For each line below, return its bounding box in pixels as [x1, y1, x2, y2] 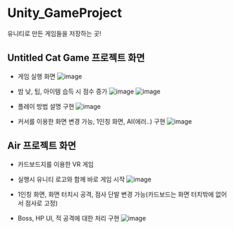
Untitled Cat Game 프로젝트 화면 [7, 52, 145, 64]
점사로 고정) [25, 199, 58, 207]
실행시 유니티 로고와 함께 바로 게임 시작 [17, 175, 125, 183]
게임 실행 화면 [17, 72, 56, 81]
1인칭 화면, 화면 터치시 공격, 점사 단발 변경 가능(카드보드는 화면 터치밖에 [17, 189, 214, 199]
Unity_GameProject [7, 5, 122, 21]
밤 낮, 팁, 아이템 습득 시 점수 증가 [17, 87, 108, 95]
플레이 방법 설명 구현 [17, 102, 75, 110]
